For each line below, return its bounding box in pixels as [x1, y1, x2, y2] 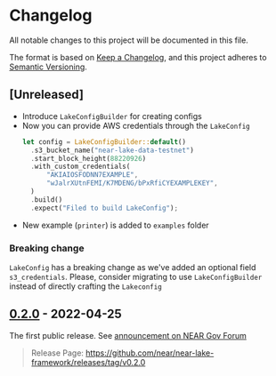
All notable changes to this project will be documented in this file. [9, 35, 249, 45]
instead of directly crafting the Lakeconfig [9, 281, 162, 292]
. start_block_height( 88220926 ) [30, 154, 147, 163]
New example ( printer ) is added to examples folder [21, 220, 209, 230]
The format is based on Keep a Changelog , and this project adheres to [9, 52, 267, 62]
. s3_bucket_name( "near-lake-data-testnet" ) [30, 146, 194, 155]
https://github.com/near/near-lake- [85, 348, 215, 358]
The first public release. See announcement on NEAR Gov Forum [9, 330, 248, 340]
